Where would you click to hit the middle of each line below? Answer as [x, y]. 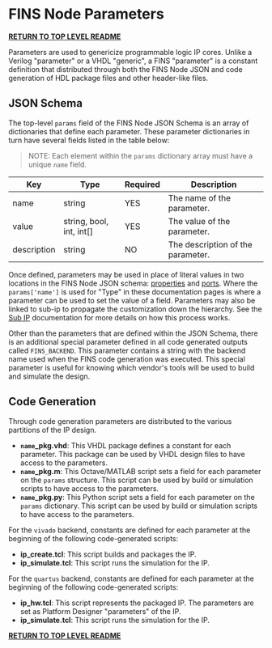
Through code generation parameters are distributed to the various [120, 421]
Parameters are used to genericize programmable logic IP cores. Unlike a [130, 52]
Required [142, 184]
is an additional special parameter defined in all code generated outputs [128, 341]
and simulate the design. [49, 376]
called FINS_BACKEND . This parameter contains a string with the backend [127, 350]
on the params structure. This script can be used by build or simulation [136, 480]
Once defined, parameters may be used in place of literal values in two [126, 274]
